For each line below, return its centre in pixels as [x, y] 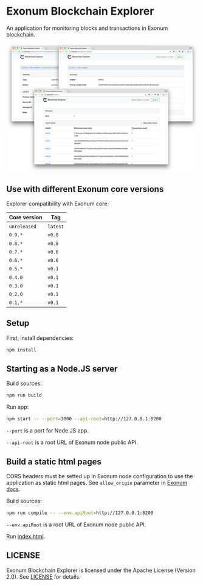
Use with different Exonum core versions [85, 189]
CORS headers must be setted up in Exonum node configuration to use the [100, 476]
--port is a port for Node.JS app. [48, 431]
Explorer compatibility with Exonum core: [58, 204]
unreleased [22, 227]
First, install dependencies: [40, 338]
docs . [13, 489]
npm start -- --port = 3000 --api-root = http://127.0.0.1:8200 [84, 419]
